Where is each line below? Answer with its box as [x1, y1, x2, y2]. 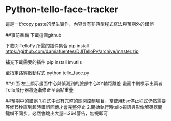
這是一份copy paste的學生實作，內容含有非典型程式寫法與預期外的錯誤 [5, 21, 154, 27]
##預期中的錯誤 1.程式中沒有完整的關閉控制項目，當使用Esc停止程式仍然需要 [5, 98, 166, 104]
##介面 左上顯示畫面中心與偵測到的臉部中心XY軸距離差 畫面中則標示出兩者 [5, 80, 163, 86]
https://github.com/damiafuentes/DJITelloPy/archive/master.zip [5, 48, 139, 54]
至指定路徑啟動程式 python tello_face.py [5, 70, 90, 76]
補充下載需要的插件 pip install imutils [5, 58, 82, 65]
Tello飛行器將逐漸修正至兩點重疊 [5, 86, 74, 93]
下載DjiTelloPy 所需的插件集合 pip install [5, 42, 89, 49]
